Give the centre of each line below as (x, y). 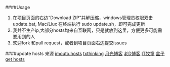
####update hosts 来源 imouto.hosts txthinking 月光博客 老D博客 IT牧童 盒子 (85, 53)
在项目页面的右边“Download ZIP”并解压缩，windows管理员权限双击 (83, 18)
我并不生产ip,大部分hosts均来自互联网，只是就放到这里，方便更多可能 (85, 30)
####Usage (18, 7)
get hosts (15, 59)
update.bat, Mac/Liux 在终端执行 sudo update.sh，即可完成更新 (79, 24)
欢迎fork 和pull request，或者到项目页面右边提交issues (70, 43)
